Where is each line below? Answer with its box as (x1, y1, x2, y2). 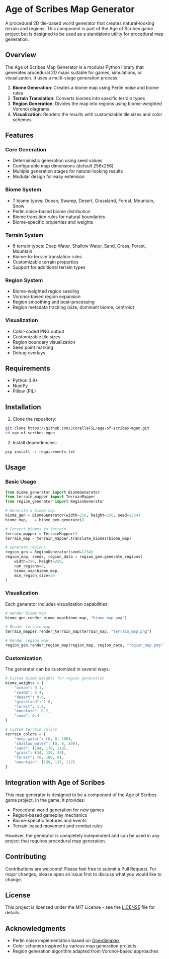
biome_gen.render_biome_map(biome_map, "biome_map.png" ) (5, 615, 127, 620)
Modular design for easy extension (12, 173, 85, 179)
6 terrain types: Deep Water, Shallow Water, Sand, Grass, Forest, (12, 243, 146, 249)
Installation (5, 403, 41, 411)
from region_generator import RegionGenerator (5, 499, 105, 504)
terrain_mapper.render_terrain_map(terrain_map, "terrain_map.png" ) (5, 629, 152, 634)
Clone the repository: (12, 416, 57, 422)
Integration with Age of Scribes (5, 778, 105, 787)
